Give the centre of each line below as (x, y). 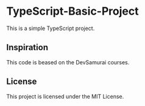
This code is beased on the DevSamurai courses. (68, 62)
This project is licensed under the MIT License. (65, 96)
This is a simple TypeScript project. (51, 28)
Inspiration (27, 47)
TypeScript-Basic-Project (72, 11)
